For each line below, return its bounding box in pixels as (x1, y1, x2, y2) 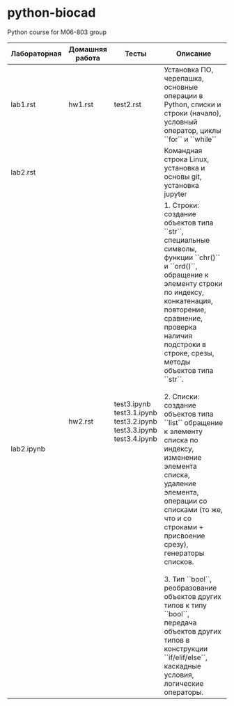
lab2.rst (10, 167, 36, 177)
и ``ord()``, (164, 261, 198, 271)
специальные (164, 235, 210, 245)
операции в (164, 90, 203, 100)
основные (164, 82, 198, 92)
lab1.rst (10, 99, 36, 109)
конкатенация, (164, 296, 214, 305)
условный (164, 117, 198, 127)
